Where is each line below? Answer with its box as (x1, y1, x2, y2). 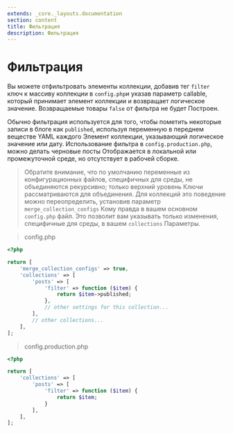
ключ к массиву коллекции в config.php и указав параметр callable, (7, 89, 208, 98)
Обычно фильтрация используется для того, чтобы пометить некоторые (7, 118, 222, 126)
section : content (7, 17, 58, 24)
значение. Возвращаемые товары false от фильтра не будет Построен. (7, 105, 220, 113)
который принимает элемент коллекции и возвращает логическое (7, 97, 205, 105)
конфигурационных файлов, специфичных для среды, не (24, 175, 193, 184)
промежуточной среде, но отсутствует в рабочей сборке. (7, 154, 180, 163)
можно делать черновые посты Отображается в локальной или (7, 147, 196, 156)
